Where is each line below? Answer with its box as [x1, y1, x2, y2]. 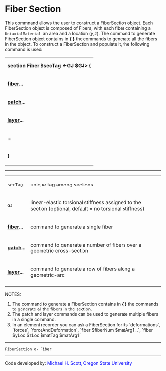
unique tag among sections [30, 181, 94, 188]
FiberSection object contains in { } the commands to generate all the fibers [5, 36, 157, 42]
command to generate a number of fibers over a [30, 241, 142, 248]
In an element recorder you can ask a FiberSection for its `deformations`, [12, 321, 161, 328]
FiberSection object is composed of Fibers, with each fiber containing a [5, 25, 151, 31]
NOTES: [5, 291, 21, 297]
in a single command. [12, 316, 56, 322]
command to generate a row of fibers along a [30, 265, 135, 272]
